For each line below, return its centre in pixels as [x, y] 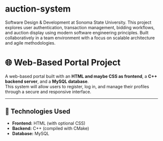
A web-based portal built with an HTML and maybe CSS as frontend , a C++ [81, 76]
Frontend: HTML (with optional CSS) [49, 123]
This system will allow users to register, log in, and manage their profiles [77, 86]
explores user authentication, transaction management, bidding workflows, [80, 27]
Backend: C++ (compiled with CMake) [50, 128]
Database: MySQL [31, 133]
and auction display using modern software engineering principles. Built [77, 32]
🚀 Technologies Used [38, 112]
